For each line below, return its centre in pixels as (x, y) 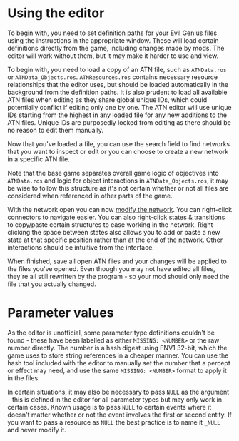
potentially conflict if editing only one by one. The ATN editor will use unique (119, 107)
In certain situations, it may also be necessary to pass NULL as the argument (118, 392)
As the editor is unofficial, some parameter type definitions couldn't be (111, 333)
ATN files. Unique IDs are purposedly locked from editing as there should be (119, 122)
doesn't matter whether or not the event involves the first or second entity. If (119, 415)
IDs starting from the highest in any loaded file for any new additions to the (117, 115)
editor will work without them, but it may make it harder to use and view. (113, 56)
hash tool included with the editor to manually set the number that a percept (119, 363)
